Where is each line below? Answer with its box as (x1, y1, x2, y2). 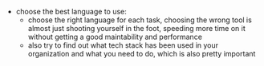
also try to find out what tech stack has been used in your (27, 41, 219, 50)
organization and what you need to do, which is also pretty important (27, 49, 256, 58)
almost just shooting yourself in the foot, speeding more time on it (27, 24, 246, 33)
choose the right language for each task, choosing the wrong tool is (27, 15, 253, 25)
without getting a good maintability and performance (27, 32, 203, 41)
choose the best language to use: (15, 7, 127, 16)
